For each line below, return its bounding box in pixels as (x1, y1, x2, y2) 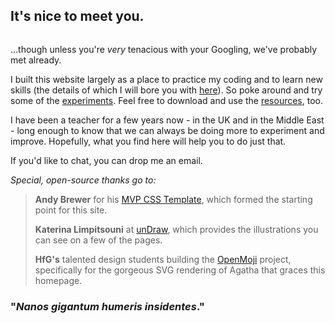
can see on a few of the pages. (34, 234, 163, 246)
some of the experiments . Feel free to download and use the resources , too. (10, 94, 323, 106)
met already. (10, 54, 62, 66)
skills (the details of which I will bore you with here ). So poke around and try (10, 84, 323, 96)
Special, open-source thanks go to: (10, 174, 157, 186)
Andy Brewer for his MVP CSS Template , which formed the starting (34, 193, 313, 205)
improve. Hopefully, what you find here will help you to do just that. (10, 135, 287, 147)
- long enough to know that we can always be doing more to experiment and (10, 124, 325, 136)
